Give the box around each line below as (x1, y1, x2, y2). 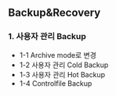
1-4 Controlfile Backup (19, 78, 92, 88)
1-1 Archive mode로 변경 (19, 50, 96, 59)
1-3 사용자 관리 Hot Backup (19, 69, 106, 79)
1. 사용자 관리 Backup (8, 31, 86, 42)
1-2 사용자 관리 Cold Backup (19, 60, 109, 69)
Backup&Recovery (8, 6, 101, 20)
